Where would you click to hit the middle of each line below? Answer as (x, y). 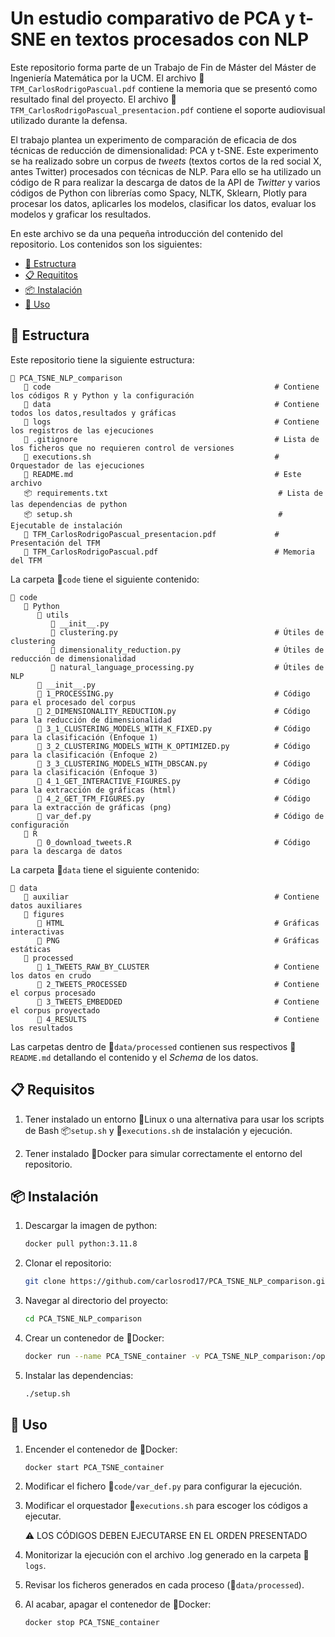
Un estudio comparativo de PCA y (153, 18)
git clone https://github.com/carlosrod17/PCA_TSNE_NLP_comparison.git (177, 1282)
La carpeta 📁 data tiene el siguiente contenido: (105, 869)
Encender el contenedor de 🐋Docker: (101, 1449)
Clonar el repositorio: (68, 1263)
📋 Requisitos (52, 1090)
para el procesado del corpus (73, 702)
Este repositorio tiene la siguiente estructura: (102, 359)
